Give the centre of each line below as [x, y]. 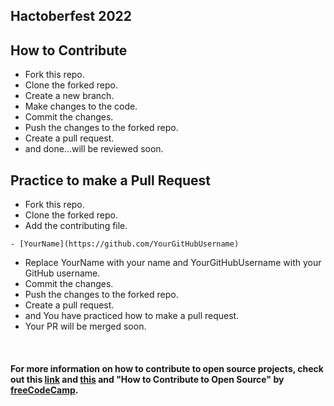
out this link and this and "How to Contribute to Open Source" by [147, 379]
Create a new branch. [69, 96]
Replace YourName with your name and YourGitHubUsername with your [173, 263]
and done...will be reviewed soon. [94, 149]
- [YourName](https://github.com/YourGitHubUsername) [125, 244]
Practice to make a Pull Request [111, 180]
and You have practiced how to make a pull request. [132, 316]
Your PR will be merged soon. [85, 326]
